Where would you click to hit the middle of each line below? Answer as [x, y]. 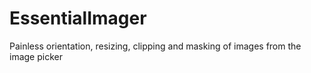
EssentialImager [78, 18]
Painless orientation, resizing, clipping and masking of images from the [155, 46]
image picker [36, 56]
